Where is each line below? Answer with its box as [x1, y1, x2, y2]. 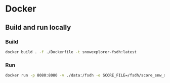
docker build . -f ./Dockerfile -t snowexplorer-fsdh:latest [5, 49, 137, 54]
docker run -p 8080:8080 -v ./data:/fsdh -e [5, 73, 101, 78]
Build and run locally [5, 23, 71, 32]
